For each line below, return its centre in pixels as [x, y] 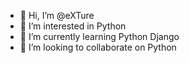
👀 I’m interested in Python [73, 26]
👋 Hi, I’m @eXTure [57, 15]
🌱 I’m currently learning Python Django [99, 36]
